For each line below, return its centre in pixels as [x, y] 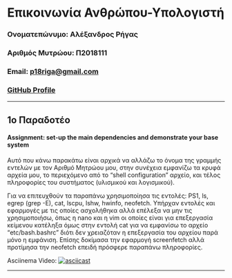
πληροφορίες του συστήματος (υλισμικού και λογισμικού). [91, 182]
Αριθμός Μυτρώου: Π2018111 [57, 53]
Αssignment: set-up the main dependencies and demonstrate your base [113, 138]
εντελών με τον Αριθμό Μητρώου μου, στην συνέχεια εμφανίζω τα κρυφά [114, 167]
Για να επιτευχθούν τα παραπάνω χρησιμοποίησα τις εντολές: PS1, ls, [108, 196]
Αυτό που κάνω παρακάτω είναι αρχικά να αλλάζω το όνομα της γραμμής [114, 160]
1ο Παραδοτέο [39, 120]
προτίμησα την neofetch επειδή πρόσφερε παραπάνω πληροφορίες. [105, 247]
